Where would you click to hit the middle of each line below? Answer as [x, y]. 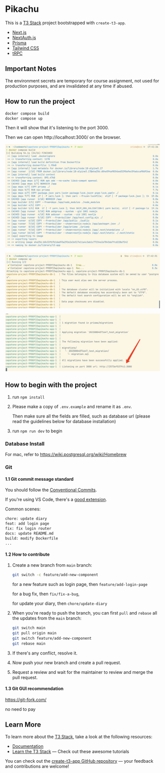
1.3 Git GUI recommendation [34, 689]
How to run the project [40, 101]
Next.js [19, 32]
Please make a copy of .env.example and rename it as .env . [72, 406]
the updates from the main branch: [47, 618]
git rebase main [29, 643]
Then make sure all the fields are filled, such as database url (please [81, 416]
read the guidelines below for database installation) [64, 421]
